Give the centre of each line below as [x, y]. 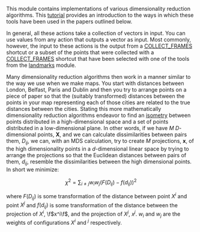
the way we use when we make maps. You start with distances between [95, 83]
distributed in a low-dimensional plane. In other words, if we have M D [93, 128]
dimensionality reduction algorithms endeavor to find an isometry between [98, 115]
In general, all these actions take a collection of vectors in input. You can [96, 33]
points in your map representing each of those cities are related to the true [98, 102]
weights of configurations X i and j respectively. [64, 222]
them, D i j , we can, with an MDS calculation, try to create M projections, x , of [100, 142]
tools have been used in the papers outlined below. [69, 21]
